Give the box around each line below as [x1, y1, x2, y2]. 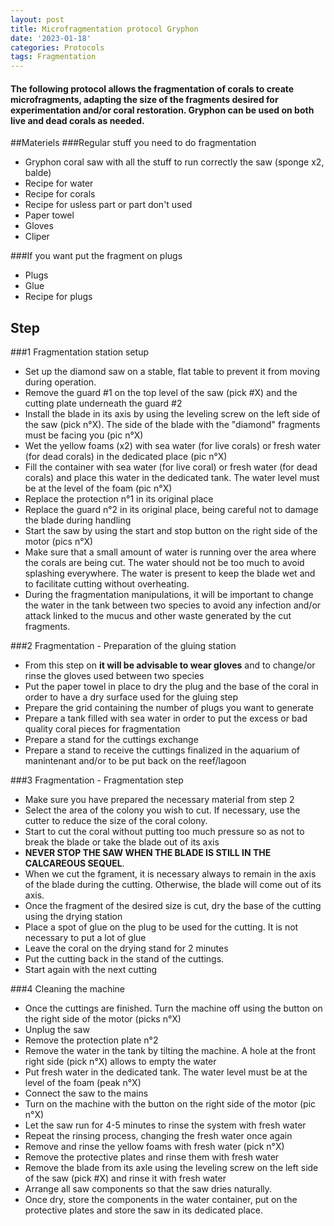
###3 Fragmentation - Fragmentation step [10, 774, 184, 786]
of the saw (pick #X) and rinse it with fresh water [24, 1172, 227, 1185]
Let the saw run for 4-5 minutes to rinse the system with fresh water [24, 1119, 307, 1131]
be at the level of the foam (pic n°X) [24, 482, 173, 495]
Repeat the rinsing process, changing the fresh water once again [24, 1130, 293, 1142]
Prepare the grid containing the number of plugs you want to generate [24, 702, 314, 714]
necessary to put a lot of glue [24, 932, 147, 944]
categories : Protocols [10, 42, 105, 53]
